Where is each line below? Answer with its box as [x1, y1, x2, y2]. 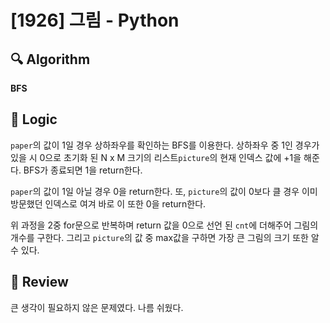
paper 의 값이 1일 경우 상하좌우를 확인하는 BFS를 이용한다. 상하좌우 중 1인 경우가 [10, 139, 320, 151]
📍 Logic [10, 111, 58, 128]
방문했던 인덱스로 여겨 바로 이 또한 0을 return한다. [10, 197, 207, 210]
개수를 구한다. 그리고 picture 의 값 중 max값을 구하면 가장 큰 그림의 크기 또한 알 [10, 231, 320, 243]
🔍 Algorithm [10, 51, 91, 68]
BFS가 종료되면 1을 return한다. [23, 164, 143, 176]
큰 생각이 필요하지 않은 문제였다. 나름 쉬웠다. [10, 301, 184, 313]
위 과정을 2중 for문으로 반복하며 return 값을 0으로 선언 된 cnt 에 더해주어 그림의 [10, 219, 319, 231]
